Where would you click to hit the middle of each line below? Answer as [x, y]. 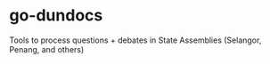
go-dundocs [56, 16]
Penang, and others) [47, 49]
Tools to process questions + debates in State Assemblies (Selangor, [135, 40]
